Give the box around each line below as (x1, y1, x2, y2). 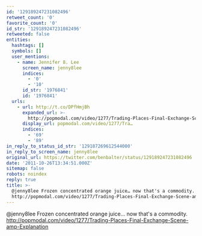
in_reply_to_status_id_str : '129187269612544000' (6, 143, 133, 149)
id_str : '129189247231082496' (6, 25, 82, 32)
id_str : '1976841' (22, 87, 69, 93)
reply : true (6, 177, 36, 183)
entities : (6, 37, 31, 43)
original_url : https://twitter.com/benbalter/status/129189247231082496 (6, 154, 192, 160)
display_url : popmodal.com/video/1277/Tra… (22, 121, 133, 127)
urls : (11, 98, 26, 104)
